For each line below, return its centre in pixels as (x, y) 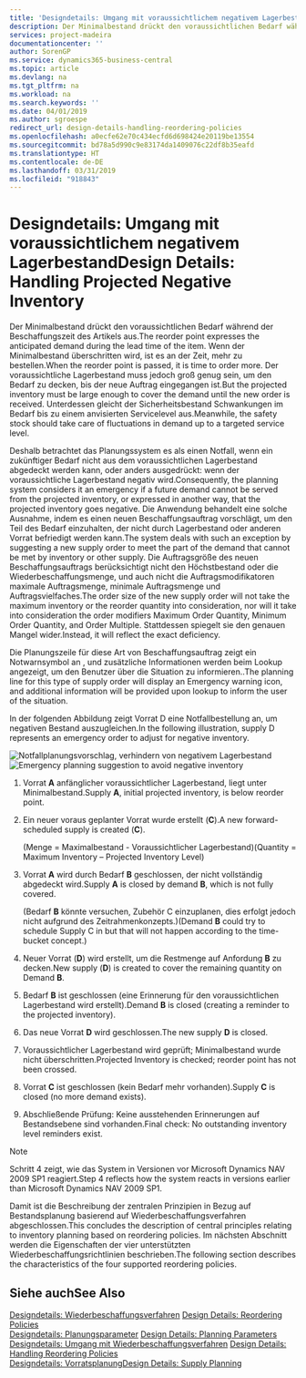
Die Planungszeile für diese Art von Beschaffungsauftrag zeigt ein (133, 653)
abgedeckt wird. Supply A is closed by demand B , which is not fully (148, 884)
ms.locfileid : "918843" (55, 179)
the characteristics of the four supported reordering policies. (123, 1264)
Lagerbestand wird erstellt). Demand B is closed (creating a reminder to (156, 1005)
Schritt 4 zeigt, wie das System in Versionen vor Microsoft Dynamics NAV (147, 1169)
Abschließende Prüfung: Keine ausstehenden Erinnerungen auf (141, 1115)
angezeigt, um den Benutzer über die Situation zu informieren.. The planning (152, 672)
